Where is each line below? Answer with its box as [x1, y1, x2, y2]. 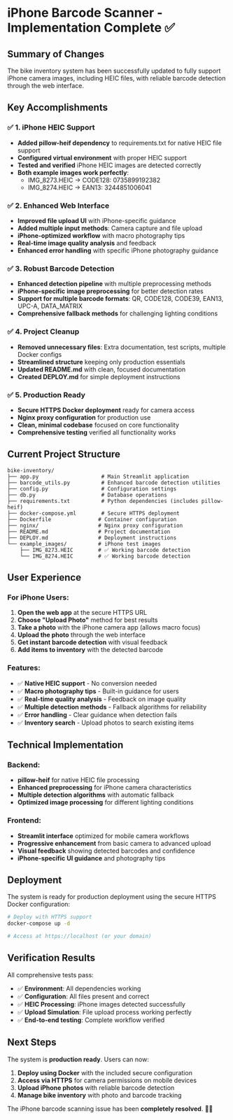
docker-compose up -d [7, 920, 71, 928]
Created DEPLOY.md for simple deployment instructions [17, 372, 181, 381]
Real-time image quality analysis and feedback [17, 239, 157, 247]
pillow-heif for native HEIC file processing [17, 776, 140, 784]
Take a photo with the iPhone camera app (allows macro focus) [17, 623, 201, 632]
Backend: [7, 760, 41, 770]
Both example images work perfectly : [17, 168, 129, 176]
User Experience [7, 572, 82, 583]
